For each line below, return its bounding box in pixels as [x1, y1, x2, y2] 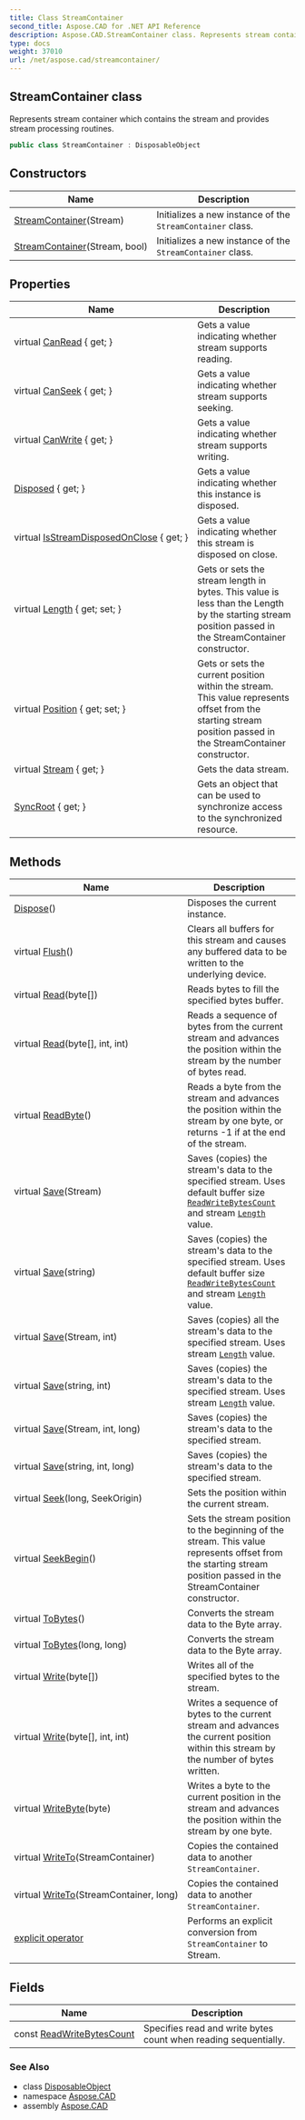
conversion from [187, 1926, 258, 1939]
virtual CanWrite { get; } [14, 434, 113, 446]
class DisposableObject [22, 2081, 112, 2092]
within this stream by [187, 1742, 276, 1755]
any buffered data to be [187, 945, 288, 958]
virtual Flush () [14, 945, 74, 958]
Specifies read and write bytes [143, 2022, 274, 2035]
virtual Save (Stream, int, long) [14, 1423, 141, 1435]
